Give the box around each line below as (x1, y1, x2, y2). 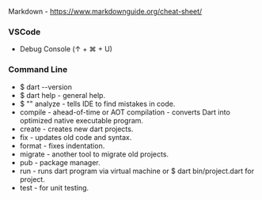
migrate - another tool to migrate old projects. (19, 149, 169, 159)
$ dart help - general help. (19, 90, 105, 100)
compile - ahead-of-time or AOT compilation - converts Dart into (19, 107, 231, 117)
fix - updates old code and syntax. (19, 132, 132, 142)
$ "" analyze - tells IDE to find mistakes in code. (19, 99, 176, 108)
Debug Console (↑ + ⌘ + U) (19, 44, 113, 54)
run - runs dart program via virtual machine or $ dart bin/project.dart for (19, 166, 255, 175)
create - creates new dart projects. (19, 124, 134, 134)
